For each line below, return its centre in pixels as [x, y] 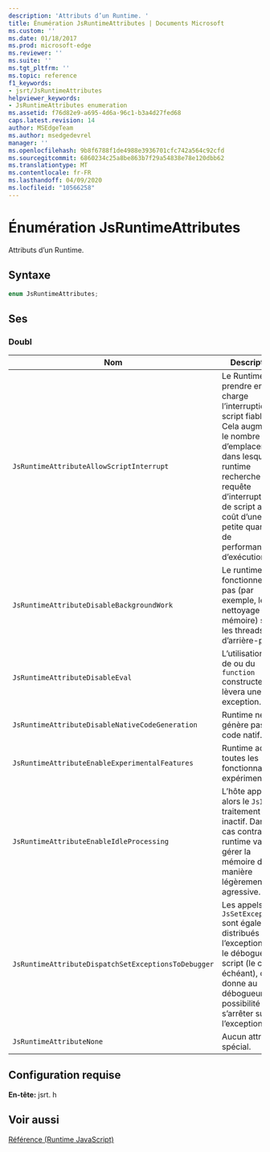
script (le [239, 964]
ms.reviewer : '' [35, 53]
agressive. [241, 892]
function [239, 673]
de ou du [239, 664]
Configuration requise [65, 1075]
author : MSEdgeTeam [41, 128]
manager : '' [28, 143]
